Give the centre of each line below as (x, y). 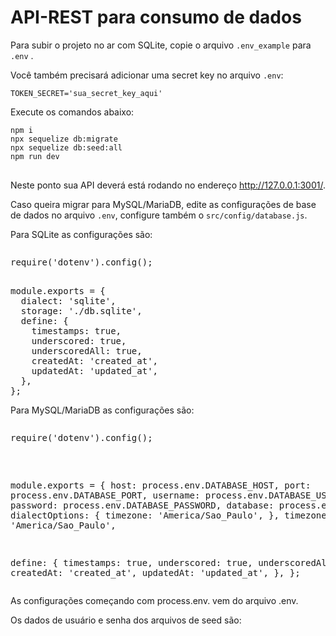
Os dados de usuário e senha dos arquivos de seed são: (126, 620)
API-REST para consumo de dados (156, 17)
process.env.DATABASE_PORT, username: (105, 495)
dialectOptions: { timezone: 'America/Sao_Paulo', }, (145, 515)
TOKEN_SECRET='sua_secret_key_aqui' (86, 93)
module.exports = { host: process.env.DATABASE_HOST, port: (161, 485)
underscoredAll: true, (87, 350)
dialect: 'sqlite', (68, 300)
